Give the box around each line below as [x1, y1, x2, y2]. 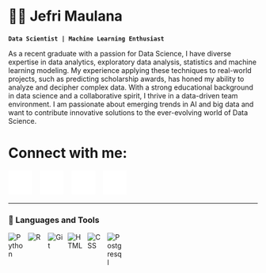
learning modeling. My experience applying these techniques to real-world [8, 65, 252, 75]
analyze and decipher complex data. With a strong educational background [8, 83, 253, 92]
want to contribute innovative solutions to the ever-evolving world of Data [8, 107, 249, 117]
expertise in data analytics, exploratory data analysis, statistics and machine [8, 57, 257, 67]
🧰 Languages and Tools [8, 214, 100, 225]
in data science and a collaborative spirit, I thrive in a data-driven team [8, 90, 238, 100]
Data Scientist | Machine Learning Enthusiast [8, 35, 165, 43]
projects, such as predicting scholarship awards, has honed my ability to [8, 74, 245, 83]
